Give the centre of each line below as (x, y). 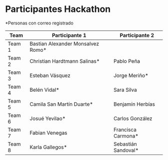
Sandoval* (126, 150)
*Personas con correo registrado (39, 23)
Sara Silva (125, 90)
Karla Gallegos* (48, 147)
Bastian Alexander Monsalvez (64, 43)
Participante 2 (137, 35)
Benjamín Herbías (134, 104)
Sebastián (125, 144)
